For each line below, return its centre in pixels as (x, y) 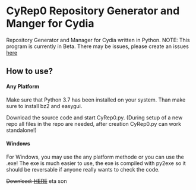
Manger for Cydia (50, 23)
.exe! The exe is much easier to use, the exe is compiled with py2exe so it (96, 163)
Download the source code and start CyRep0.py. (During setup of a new (94, 118)
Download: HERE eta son (37, 181)
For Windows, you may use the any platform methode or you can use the (95, 157)
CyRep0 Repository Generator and (93, 11)
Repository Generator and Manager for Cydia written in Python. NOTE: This (98, 40)
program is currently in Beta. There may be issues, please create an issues (97, 46)
